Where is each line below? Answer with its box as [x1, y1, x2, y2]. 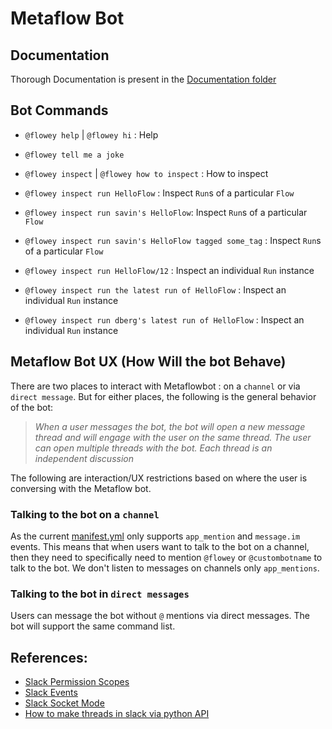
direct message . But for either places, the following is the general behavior [10, 390, 317, 402]
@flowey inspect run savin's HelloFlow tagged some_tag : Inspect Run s [24, 234, 322, 246]
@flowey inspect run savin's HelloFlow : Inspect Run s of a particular [24, 206, 308, 218]
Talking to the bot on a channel [10, 507, 160, 521]
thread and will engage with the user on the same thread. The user [34, 431, 312, 443]
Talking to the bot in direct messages [10, 587, 190, 601]
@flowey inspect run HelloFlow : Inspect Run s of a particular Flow [24, 187, 295, 199]
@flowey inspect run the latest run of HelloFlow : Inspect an [24, 283, 287, 296]
